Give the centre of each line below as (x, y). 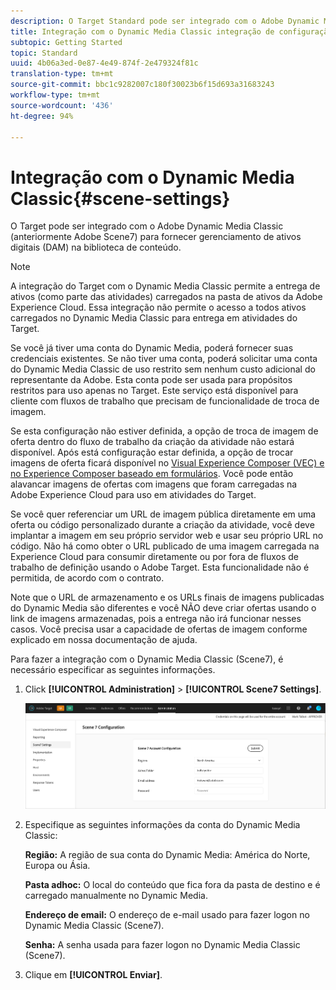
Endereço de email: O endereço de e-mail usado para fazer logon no (167, 914)
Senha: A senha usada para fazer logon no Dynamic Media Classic (162, 944)
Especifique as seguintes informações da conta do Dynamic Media (162, 824)
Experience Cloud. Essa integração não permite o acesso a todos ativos (158, 307)
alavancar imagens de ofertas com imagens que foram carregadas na (154, 484)
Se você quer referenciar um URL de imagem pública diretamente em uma (163, 514)
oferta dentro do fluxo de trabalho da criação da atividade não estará (152, 442)
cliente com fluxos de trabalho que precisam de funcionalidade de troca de (165, 401)
